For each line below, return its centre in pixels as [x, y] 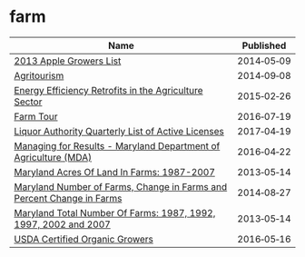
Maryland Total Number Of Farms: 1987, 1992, [115, 213]
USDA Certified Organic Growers [84, 239]
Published [264, 45]
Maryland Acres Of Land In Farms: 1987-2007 [115, 172]
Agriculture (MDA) [53, 157]
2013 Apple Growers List [68, 61]
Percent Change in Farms [68, 198]
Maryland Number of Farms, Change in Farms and [121, 186]
